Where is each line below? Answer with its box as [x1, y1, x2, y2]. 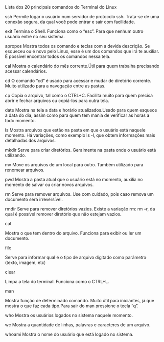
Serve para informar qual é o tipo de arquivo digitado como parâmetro [5, 255, 147, 260]
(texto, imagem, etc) [5, 260, 46, 265]
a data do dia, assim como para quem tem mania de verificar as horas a [5, 112, 150, 118]
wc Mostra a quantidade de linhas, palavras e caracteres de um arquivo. [5, 322, 151, 328]
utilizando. [5, 152, 26, 158]
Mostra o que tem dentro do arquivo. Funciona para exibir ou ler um [5, 230, 141, 236]
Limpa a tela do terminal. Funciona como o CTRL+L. [5, 279, 109, 284]
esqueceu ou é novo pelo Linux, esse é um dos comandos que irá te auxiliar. [5, 49, 160, 54]
